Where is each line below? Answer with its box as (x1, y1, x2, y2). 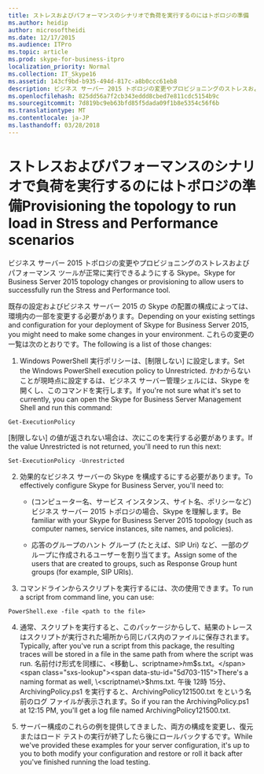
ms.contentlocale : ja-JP (8, 114, 90, 122)
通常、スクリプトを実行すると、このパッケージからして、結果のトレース (19, 622, 253, 631)
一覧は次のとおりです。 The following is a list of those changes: (8, 339, 212, 349)
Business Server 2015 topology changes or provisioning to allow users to (8, 276, 244, 286)
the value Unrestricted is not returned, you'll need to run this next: (8, 442, 222, 451)
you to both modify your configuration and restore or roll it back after (19, 749, 243, 758)
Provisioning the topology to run (22, 197, 237, 215)
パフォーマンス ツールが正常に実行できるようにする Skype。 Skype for (8, 268, 236, 277)
